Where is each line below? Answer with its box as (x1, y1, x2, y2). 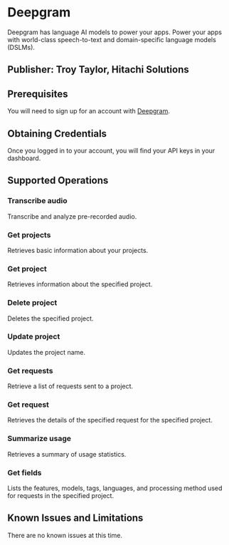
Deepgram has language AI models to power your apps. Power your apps (7, 28, 223, 36)
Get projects (7, 229, 51, 239)
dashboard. (7, 154, 41, 162)
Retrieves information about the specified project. (7, 280, 153, 289)
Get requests (7, 365, 53, 375)
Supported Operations (7, 175, 109, 187)
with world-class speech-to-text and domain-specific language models (7, 35, 217, 43)
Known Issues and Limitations (7, 512, 144, 524)
